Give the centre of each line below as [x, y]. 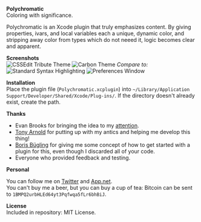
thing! [22, 138]
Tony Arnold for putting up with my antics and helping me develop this [103, 132]
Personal [18, 170]
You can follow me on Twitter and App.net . [59, 181]
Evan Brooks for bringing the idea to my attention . [77, 126]
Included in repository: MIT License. [51, 212]
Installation [21, 82]
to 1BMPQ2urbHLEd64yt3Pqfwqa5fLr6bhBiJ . [57, 194]
